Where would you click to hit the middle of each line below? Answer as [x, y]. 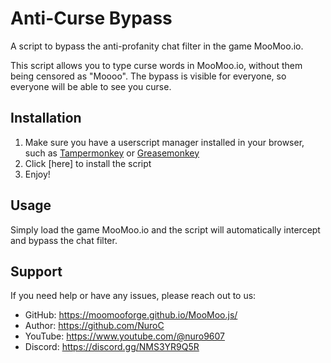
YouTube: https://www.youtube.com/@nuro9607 [125, 336]
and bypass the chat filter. [64, 240]
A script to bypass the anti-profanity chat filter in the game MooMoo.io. [157, 46]
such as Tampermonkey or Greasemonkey [112, 153]
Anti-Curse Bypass [91, 18]
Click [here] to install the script [88, 163]
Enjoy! [37, 174]
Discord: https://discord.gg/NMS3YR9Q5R [112, 347]
